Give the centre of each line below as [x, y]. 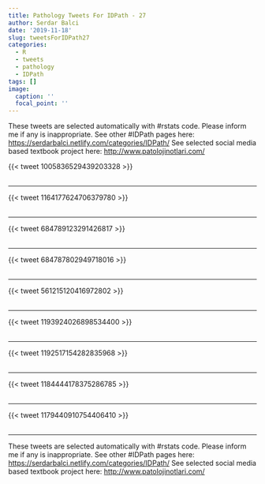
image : [19, 89]
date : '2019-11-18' [40, 30]
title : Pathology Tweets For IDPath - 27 [77, 15]
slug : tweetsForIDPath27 [49, 38]
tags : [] [22, 81]
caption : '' [35, 96]
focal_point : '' [42, 103]
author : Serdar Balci [44, 23]
